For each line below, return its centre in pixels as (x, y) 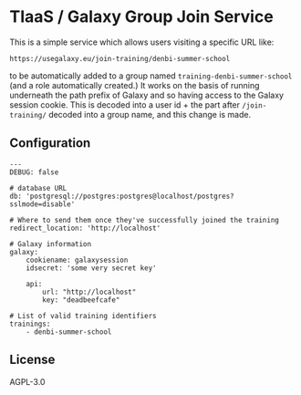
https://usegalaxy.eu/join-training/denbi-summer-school (120, 58)
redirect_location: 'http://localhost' (85, 228)
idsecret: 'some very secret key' (91, 268)
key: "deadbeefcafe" (81, 300)
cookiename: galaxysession (77, 260)
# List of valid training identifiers (83, 316)
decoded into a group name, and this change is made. (150, 114)
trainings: (30, 324)
